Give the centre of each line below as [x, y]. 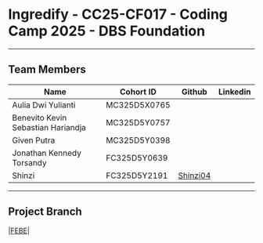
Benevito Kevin [40, 118]
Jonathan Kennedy [47, 153]
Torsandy [29, 162]
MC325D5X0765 [138, 105]
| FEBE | [19, 230]
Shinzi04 [195, 176]
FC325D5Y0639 [137, 158]
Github [194, 92]
